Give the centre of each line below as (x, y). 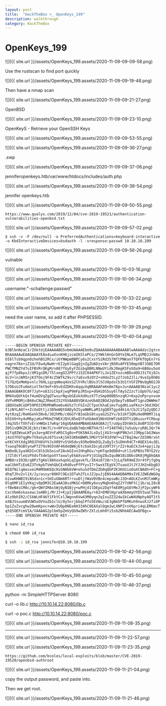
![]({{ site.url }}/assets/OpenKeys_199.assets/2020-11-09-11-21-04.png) (78, 669)
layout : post (19, 10)
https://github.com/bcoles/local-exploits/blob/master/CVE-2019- (74, 656)
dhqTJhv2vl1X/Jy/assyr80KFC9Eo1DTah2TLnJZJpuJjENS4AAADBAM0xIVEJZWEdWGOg (83, 474)
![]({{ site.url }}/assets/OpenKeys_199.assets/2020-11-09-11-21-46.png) (78, 698)
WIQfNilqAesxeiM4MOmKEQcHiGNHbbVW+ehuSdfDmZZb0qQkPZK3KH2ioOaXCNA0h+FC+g (83, 469)
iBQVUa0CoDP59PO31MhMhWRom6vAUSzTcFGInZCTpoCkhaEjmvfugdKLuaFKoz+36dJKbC (83, 405)
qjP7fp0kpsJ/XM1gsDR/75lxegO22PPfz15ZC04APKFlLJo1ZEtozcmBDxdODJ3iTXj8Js (83, 373)
